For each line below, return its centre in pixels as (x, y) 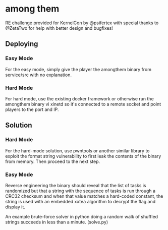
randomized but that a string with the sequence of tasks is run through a (80, 191)
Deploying (22, 44)
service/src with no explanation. (39, 75)
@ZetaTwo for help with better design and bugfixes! (59, 28)
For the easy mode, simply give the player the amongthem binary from (78, 69)
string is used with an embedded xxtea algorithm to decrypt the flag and (80, 201)
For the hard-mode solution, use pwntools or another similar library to (77, 151)
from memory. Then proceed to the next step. (53, 161)
